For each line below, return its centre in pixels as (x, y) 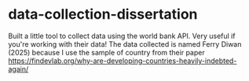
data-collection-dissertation (103, 14)
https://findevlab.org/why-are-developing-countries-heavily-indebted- (123, 61)
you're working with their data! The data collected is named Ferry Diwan (125, 44)
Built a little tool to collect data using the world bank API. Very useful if (122, 36)
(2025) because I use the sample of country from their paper (107, 52)
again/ (18, 69)
